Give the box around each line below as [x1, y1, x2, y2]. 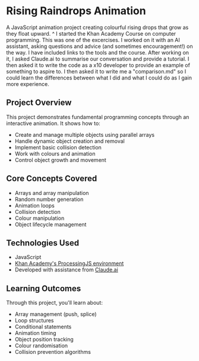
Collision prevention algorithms [14, 349, 91, 356]
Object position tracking [14, 336, 74, 343]
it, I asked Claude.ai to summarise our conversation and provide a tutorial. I [6, 55, 189, 62]
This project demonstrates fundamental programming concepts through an [6, 113, 189, 120]
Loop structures [14, 317, 54, 324]
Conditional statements [14, 323, 72, 330]
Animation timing [14, 330, 56, 337]
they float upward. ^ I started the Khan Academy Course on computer [6, 30, 176, 37]
